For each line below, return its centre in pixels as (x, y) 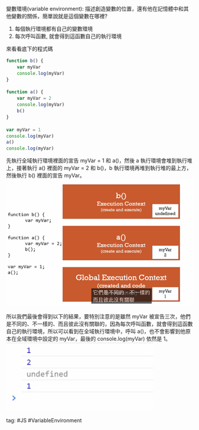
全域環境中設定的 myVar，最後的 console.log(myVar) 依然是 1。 (94, 339)
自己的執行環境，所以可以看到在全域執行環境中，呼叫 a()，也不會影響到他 (96, 331)
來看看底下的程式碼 (30, 49)
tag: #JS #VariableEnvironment (44, 420)
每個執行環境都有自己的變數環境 (54, 29)
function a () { (25, 92)
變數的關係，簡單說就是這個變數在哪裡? (59, 16)
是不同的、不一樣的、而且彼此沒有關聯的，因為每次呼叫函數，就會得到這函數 (99, 324)
